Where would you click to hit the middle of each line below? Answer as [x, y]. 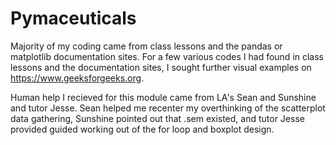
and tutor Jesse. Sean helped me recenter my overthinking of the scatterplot [168, 108]
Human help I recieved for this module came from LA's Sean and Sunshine [163, 97]
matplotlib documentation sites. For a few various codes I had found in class [167, 56]
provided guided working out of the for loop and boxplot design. [142, 129]
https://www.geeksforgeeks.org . [77, 78]
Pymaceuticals [73, 18]
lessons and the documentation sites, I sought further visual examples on [161, 67]
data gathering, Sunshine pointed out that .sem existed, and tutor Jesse [157, 118]
